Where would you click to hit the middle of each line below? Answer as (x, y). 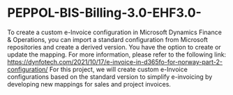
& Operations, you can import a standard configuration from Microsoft (107, 39)
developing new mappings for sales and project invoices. (89, 84)
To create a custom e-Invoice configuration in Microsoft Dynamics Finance (114, 32)
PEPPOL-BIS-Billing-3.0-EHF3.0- (105, 13)
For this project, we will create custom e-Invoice (119, 69)
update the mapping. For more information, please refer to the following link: (117, 54)
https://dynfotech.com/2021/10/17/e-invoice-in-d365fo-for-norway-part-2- (115, 61)
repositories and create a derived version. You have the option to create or (114, 47)
